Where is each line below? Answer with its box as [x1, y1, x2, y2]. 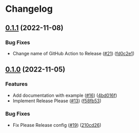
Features [5, 80, 28, 87]
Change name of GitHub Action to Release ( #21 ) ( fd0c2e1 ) [12, 50, 135, 56]
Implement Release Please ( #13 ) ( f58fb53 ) [12, 98, 102, 104]
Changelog [5, 3, 53, 15]
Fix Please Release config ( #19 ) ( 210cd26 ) [12, 122, 102, 128]
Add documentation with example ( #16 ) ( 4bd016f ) [12, 92, 118, 98]
